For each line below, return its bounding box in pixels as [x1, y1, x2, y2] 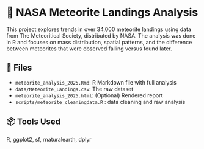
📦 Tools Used [6, 117, 61, 127]
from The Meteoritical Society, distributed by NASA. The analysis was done [6, 32, 196, 39]
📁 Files [6, 63, 32, 73]
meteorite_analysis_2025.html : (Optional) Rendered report [15, 91, 163, 99]
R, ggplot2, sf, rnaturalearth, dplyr [6, 136, 92, 143]
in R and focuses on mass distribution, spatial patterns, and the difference [6, 38, 192, 46]
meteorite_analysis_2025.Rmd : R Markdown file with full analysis [15, 78, 177, 86]
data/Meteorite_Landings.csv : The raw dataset [15, 85, 134, 92]
